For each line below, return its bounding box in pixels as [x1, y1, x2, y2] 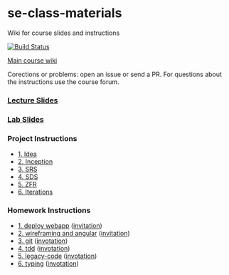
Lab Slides [7, 114, 44, 124]
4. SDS [17, 172, 38, 181]
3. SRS [17, 165, 38, 174]
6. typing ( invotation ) [17, 259, 80, 268]
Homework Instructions [7, 205, 91, 215]
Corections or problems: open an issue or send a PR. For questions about [7, 70, 223, 78]
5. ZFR [17, 180, 37, 189]
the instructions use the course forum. [7, 77, 119, 86]
